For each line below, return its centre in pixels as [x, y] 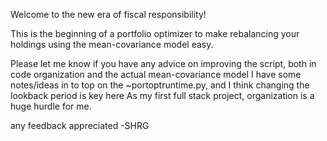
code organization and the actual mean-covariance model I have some [156, 74]
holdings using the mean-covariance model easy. [112, 44]
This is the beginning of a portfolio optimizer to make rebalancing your [155, 33]
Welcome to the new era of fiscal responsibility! [108, 14]
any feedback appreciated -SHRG [80, 125]
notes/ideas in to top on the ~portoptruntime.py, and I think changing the [160, 85]
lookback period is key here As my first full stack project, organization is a [162, 95]
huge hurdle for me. [51, 106]
